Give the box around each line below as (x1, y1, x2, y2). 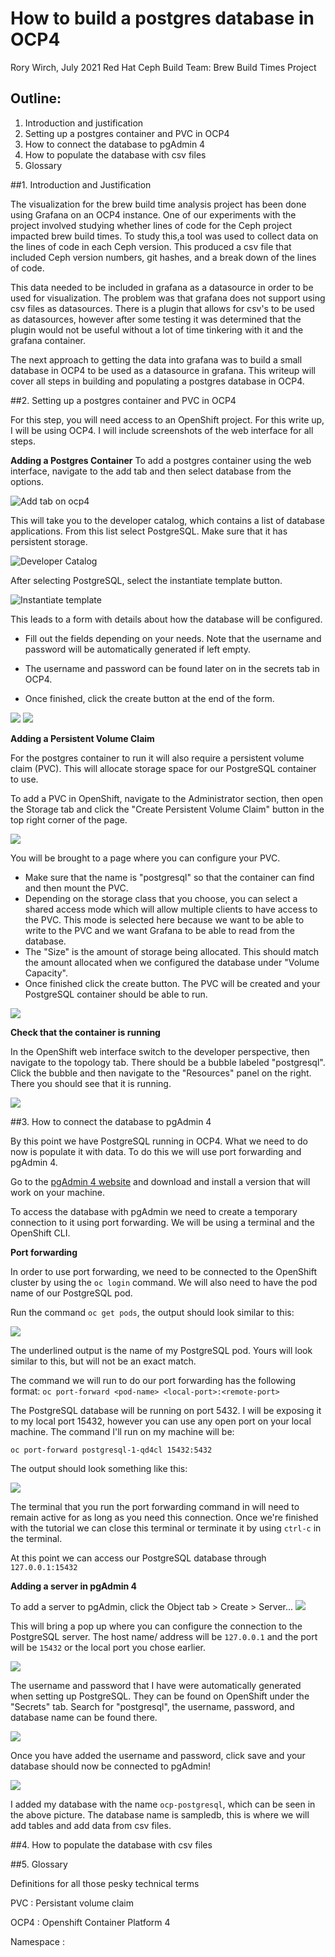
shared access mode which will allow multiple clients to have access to (24, 903, 318, 915)
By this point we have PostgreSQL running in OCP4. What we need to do (10, 1135, 308, 1147)
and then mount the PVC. (24, 882, 129, 894)
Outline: (10, 90, 62, 107)
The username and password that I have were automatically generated (10, 1679, 302, 1691)
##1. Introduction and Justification (10, 178, 152, 191)
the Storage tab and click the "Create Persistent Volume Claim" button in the (10, 803, 325, 815)
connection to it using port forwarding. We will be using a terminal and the (10, 1216, 315, 1228)
